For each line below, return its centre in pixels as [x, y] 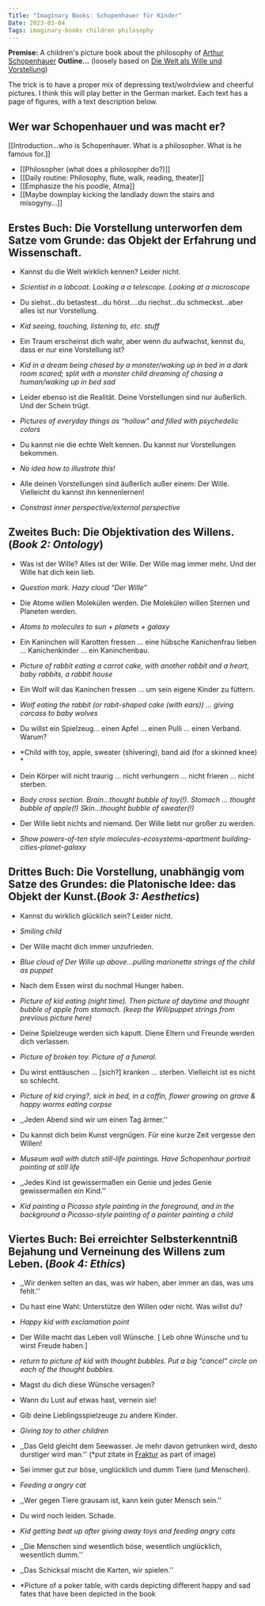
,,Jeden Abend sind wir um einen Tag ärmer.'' [94, 1119]
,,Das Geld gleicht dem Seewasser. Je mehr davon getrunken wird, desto [138, 1446]
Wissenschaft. [45, 253]
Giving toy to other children [64, 1431]
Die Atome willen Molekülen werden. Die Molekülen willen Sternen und [135, 603]
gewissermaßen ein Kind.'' [63, 1191]
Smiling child [40, 931]
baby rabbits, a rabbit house [66, 674]
